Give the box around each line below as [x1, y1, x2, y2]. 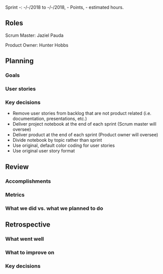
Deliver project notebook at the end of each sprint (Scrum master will [12, 121, 156, 127]
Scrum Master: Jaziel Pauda [5, 32, 64, 38]
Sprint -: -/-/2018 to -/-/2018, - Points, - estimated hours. [5, 5, 124, 10]
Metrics [5, 191, 25, 198]
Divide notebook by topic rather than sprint [12, 137, 102, 143]
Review [5, 162, 29, 171]
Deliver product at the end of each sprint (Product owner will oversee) [12, 132, 158, 138]
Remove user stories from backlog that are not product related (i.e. [12, 111, 151, 117]
